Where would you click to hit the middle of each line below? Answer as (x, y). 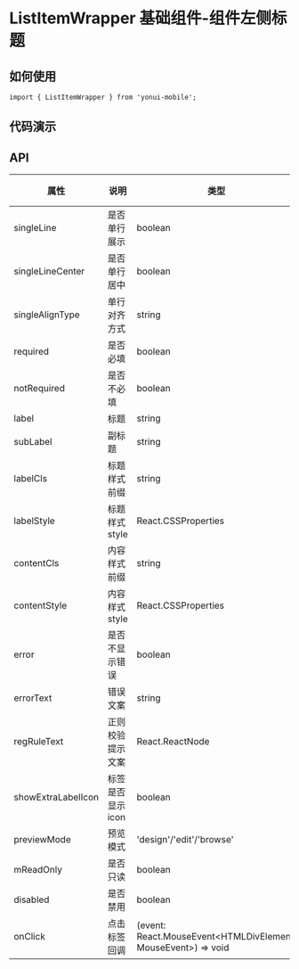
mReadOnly (38, 870)
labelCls (30, 479)
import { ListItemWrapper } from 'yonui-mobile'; (103, 97)
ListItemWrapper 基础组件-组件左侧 (140, 18)
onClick (30, 937)
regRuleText (39, 742)
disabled (32, 899)
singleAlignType (47, 315)
